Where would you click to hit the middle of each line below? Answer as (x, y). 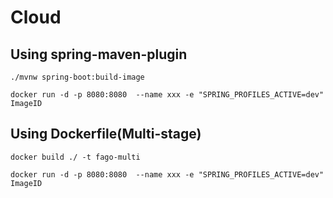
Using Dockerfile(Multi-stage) (106, 134)
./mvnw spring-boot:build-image (77, 77)
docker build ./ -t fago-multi (75, 157)
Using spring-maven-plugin (99, 54)
